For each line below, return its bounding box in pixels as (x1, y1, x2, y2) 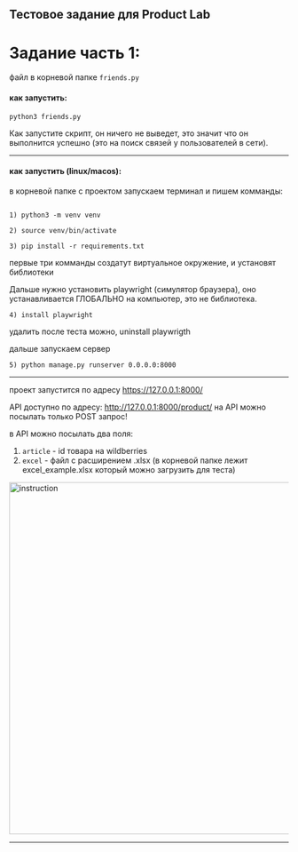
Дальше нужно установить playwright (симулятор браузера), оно (9, 283, 257, 294)
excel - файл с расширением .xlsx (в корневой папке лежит (21, 455, 248, 466)
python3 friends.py (9, 112, 82, 121)
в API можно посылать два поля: (9, 428, 134, 439)
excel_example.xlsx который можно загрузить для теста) (21, 464, 236, 474)
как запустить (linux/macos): (9, 166, 122, 177)
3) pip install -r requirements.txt (9, 242, 145, 251)
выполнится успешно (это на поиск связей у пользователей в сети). (9, 137, 269, 147)
